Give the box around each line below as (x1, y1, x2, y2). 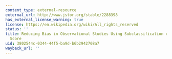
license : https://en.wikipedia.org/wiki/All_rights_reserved (5, 22, 139, 27)
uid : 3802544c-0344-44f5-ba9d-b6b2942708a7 (5, 41, 100, 46)
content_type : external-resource (5, 7, 77, 13)
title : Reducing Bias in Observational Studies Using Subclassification (5, 31, 164, 36)
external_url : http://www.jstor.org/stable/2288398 (5, 12, 118, 17)
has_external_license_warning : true (5, 17, 83, 22)
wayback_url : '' (5, 46, 40, 51)
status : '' (5, 27, 29, 32)
